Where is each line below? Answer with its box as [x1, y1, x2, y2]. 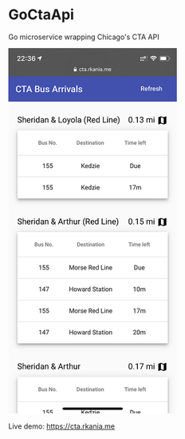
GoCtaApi [8, 6, 74, 24]
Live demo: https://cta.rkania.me [8, 421, 116, 431]
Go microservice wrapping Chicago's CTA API [8, 32, 159, 42]
